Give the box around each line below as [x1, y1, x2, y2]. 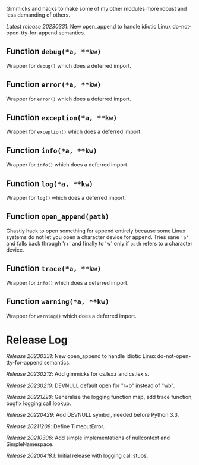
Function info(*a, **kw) [6, 145, 97, 155]
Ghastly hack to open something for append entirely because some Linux [6, 227, 186, 234]
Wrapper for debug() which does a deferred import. [6, 62, 132, 69]
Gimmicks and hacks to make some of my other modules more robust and [6, 5, 187, 12]
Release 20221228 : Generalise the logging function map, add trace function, [6, 394, 193, 401]
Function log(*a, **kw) [6, 178, 94, 188]
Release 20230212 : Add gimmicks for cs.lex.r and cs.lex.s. [6, 370, 150, 378]
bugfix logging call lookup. [6, 400, 71, 407]
